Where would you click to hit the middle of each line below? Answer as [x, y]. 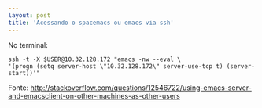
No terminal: [28, 45]
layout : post [30, 15]
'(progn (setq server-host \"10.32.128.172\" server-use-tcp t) [116, 66]
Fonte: [18, 88]
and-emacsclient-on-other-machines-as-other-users [94, 95]
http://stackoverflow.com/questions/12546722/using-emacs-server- [141, 88]
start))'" [24, 73]
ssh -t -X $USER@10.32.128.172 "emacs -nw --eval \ [94, 59]
